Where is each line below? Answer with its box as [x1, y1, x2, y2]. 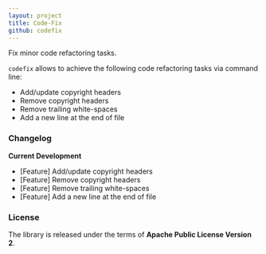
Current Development [8, 150, 82, 160]
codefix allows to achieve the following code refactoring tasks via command [8, 64, 259, 73]
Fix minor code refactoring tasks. [8, 49, 117, 58]
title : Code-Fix [8, 19, 62, 27]
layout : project [8, 11, 62, 20]
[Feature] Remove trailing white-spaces [19, 183, 150, 193]
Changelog [8, 133, 52, 144]
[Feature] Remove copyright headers [19, 174, 141, 184]
